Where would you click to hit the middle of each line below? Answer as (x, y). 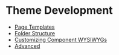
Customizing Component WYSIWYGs (60, 39)
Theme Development (59, 10)
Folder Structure (35, 33)
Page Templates (34, 27)
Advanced (27, 46)
